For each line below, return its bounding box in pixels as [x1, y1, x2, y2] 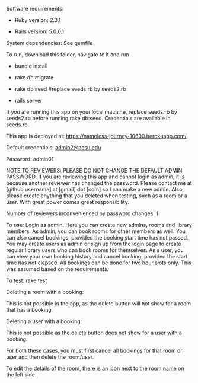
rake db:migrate [14, 74, 54, 81]
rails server [14, 97, 43, 104]
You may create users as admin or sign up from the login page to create [6, 240, 181, 247]
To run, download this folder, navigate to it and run [6, 51, 129, 58]
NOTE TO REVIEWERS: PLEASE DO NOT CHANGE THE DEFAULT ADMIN [6, 167, 183, 174]
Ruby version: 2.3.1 [14, 17, 61, 23]
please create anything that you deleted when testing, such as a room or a [6, 192, 188, 199]
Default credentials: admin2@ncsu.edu [6, 144, 101, 151]
